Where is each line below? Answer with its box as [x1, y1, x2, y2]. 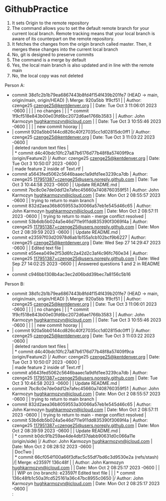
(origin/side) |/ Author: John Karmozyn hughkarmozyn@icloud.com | [11, 438, 153, 444]
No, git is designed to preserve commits [11, 51, 94, 58]
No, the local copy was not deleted [11, 72, 83, 78]
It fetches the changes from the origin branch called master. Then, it [11, 41, 152, 47]
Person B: [4, 281, 25, 286]
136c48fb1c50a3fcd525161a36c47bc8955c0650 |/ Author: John [11, 475, 144, 481]
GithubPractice [4, 3, 69, 15]
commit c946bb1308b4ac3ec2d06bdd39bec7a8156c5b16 [11, 271, 131, 277]
